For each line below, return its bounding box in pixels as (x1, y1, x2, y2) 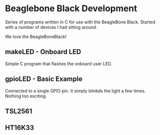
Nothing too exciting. (5, 93, 47, 99)
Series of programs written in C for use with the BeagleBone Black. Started (5, 19, 156, 25)
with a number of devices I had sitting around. (5, 24, 98, 30)
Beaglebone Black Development (5, 3, 138, 14)
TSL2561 (5, 107, 33, 115)
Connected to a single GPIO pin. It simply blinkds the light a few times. (5, 88, 146, 94)
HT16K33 (5, 124, 34, 132)
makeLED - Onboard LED (5, 48, 81, 56)
